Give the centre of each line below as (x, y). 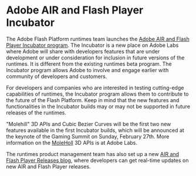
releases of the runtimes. (36, 113)
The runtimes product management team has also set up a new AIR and (93, 154)
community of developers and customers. (57, 76)
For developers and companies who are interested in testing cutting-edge (95, 87)
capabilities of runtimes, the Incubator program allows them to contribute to (97, 94)
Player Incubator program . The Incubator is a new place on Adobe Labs (92, 45)
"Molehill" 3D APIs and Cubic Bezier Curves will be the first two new (89, 124)
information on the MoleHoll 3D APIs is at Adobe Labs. (72, 143)
